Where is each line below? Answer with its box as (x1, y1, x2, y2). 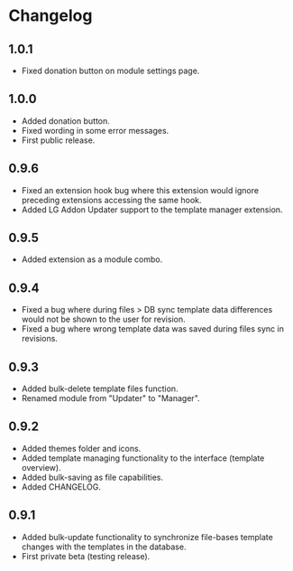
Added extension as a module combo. (21, 254, 163, 265)
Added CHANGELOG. (21, 481, 101, 492)
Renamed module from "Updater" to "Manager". (21, 393, 200, 404)
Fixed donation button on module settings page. (21, 65, 200, 76)
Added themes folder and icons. (21, 443, 142, 454)
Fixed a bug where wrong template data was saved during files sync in (21, 323, 285, 334)
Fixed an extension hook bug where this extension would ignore (21, 184, 259, 195)
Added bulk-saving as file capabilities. (21, 472, 164, 482)
